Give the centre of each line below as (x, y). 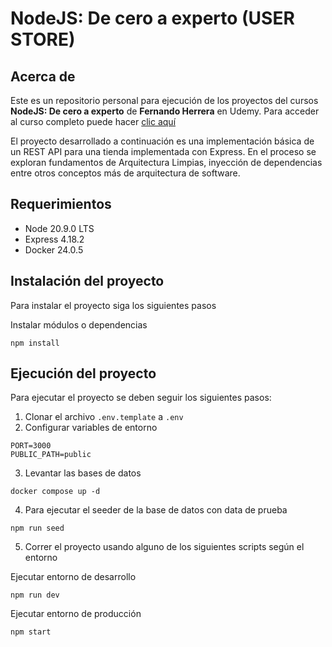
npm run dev (35, 595)
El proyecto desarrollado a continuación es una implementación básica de (162, 141)
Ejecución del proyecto (83, 373)
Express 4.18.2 (54, 239)
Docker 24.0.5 (54, 249)
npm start (31, 632)
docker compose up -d (55, 492)
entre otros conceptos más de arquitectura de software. (125, 173)
